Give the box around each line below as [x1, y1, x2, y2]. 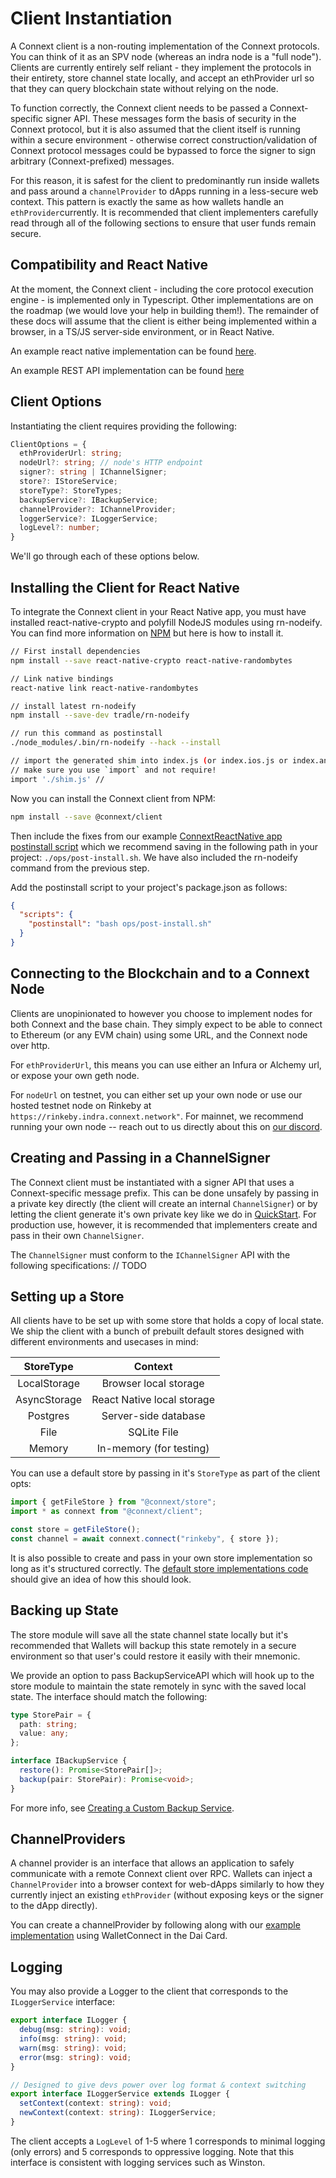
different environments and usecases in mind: [10, 1336, 199, 1348]
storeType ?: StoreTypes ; [19, 485, 123, 496]
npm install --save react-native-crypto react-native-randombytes [10, 655, 293, 666]
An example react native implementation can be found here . [10, 345, 257, 357]
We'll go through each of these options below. [10, 550, 200, 562]
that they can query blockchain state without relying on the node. [10, 82, 279, 94]
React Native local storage [91, 1393, 215, 1407]
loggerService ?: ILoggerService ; [19, 513, 159, 524]
